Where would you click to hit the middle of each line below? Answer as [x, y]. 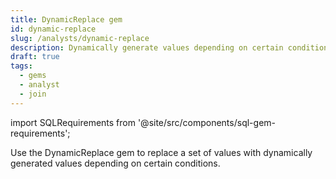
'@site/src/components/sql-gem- [206, 122]
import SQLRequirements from [73, 122]
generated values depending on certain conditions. [115, 163]
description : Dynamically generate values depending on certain [147, 47]
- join [33, 94]
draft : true [35, 57]
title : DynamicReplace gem [66, 19]
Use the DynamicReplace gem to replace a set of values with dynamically [161, 152]
